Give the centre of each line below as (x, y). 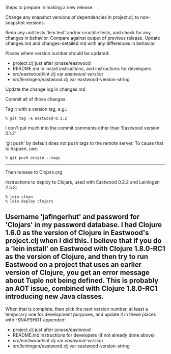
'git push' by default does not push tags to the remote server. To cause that (84, 143)
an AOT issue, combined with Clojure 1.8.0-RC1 (81, 288)
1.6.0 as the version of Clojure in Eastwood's (77, 233)
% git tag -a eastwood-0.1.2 (36, 118)
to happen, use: (22, 148)
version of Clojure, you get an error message (78, 273)
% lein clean (19, 197)
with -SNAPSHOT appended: (36, 320)
